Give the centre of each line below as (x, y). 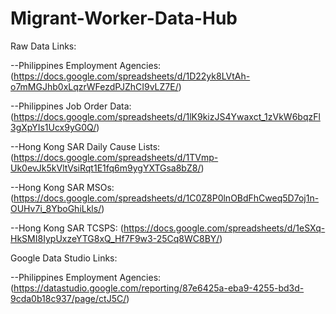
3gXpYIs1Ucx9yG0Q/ (53, 127)
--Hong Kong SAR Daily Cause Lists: (85, 146)
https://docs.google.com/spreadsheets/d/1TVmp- (116, 157)
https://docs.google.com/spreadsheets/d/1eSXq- (224, 228)
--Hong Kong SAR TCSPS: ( (67, 228)
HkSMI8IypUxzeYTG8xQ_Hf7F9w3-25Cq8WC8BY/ (115, 238)
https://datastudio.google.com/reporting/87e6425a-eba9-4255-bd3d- (159, 288)
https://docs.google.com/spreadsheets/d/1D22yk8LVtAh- (132, 76)
